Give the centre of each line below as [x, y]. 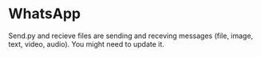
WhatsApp [45, 14]
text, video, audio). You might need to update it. [87, 44]
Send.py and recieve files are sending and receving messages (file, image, [131, 36]
